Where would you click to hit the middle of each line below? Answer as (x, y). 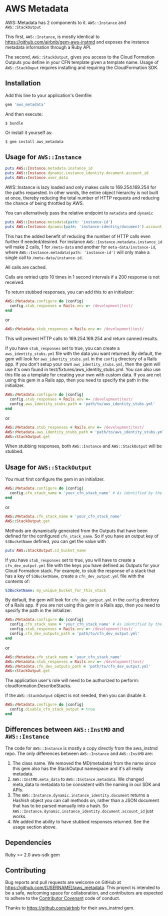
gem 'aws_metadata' (25, 104)
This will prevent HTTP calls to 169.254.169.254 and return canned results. (82, 338)
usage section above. (34, 827)
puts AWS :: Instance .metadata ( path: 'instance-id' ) (59, 222)
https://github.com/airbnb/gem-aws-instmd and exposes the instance (77, 42)
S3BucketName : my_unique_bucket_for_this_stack (56, 590)
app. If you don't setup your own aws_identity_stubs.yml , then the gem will (83, 364)
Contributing (25, 870)
